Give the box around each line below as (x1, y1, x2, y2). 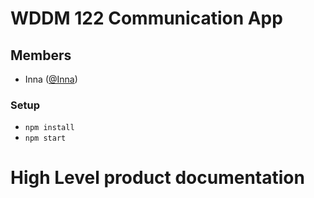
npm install (24, 123, 75, 133)
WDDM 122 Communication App (10, 7, 283, 30)
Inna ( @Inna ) (24, 73, 78, 85)
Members (10, 47, 72, 64)
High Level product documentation (10, 167, 305, 189)
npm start (24, 133, 67, 144)
